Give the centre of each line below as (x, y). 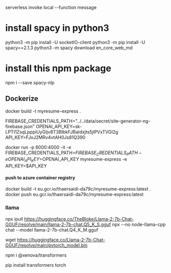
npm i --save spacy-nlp (30, 82)
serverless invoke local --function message (51, 7)
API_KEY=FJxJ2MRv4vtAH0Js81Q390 (45, 137)
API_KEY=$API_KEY (26, 166)
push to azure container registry (40, 177)
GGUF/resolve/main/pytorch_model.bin (46, 245)
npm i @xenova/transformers (36, 255)
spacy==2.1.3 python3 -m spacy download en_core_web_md (69, 48)
